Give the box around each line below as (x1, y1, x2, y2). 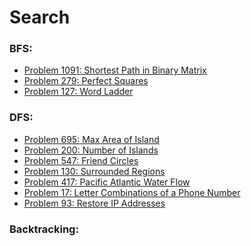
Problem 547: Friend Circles (23, 154, 139, 166)
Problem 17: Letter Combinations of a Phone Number (23, 186, 241, 198)
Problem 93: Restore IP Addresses (23, 197, 166, 209)
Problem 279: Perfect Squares (23, 75, 149, 87)
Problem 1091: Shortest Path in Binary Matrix (23, 64, 207, 76)
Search (9, 6, 71, 29)
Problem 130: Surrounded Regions (23, 165, 166, 177)
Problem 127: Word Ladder (23, 86, 134, 98)
